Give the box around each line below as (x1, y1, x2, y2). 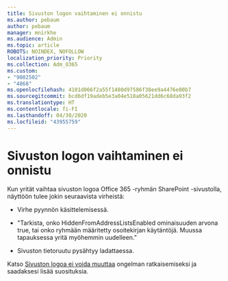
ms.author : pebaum (7, 16, 60, 23)
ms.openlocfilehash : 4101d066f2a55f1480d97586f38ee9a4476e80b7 (7, 86, 192, 93)
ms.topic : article (7, 42, 60, 49)
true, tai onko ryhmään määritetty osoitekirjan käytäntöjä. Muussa (16, 226, 203, 234)
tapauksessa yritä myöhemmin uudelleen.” (16, 234, 137, 242)
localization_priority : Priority (7, 55, 103, 62)
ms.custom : (7, 67, 38, 74)
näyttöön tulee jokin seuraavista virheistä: (7, 193, 125, 201)
